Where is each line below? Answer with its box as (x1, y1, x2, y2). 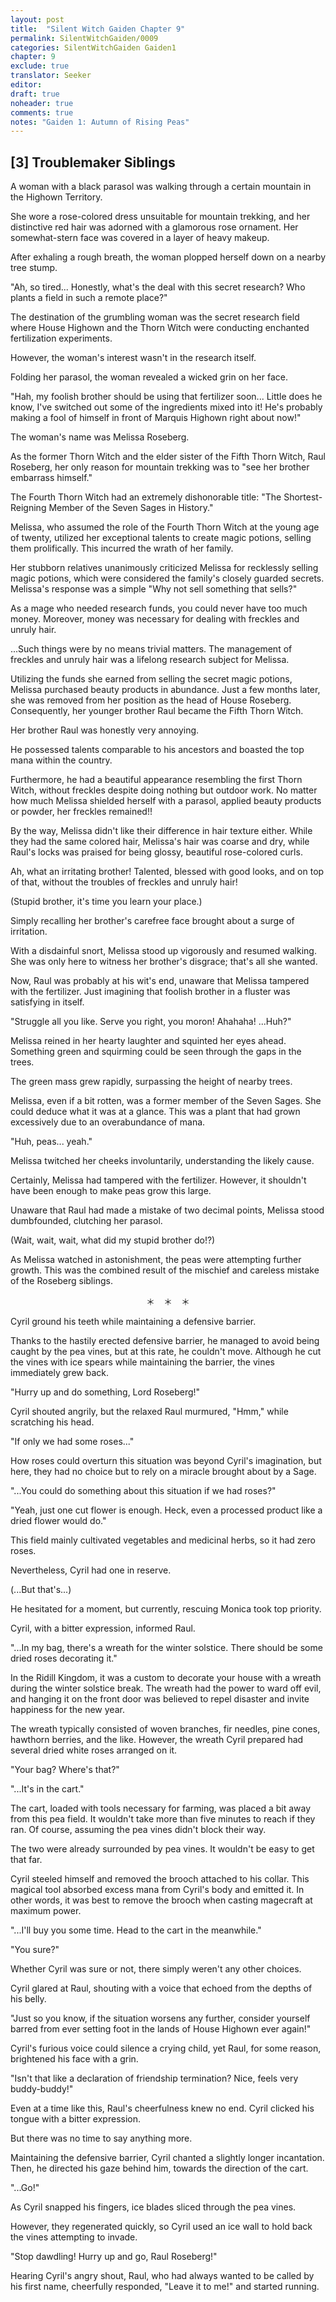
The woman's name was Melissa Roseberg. (10, 431, 190, 443)
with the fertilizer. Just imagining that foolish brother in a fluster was (10, 986, 291, 998)
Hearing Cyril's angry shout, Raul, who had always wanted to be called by (10, 2270, 315, 2282)
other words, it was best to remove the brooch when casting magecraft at (10, 1894, 313, 1906)
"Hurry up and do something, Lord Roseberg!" (10, 1386, 201, 1398)
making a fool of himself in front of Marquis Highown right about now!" (10, 412, 302, 424)
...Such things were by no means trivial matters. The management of (10, 643, 293, 655)
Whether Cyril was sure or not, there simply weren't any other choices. (10, 1963, 302, 1975)
